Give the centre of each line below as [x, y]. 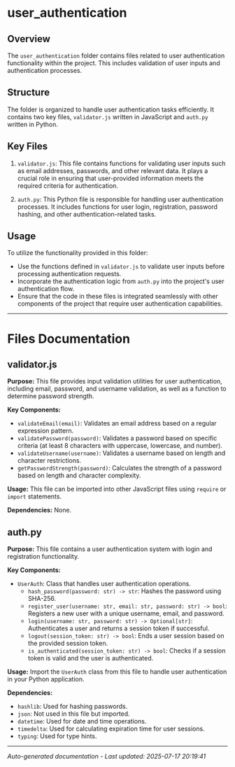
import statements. [34, 496]
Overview [29, 39]
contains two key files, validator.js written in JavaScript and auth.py [108, 116]
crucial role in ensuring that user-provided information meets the [111, 178]
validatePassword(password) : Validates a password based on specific [117, 438]
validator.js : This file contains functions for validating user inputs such [121, 163]
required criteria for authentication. [68, 185]
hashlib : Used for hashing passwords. [72, 707]
